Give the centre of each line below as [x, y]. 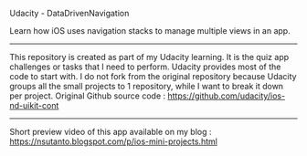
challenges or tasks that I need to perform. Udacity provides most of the [145, 67]
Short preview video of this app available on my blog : [111, 132]
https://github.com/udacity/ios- [227, 96]
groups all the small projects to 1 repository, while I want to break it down [147, 86]
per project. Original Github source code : [88, 96]
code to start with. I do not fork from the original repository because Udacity [153, 76]
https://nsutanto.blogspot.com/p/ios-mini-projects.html [113, 141]
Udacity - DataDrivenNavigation [69, 13]
